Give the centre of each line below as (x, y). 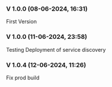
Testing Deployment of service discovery (56, 49)
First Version (22, 22)
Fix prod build (23, 78)
